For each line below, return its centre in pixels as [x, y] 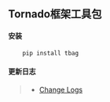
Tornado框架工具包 [55, 14]
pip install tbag [51, 53]
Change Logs [61, 89]
